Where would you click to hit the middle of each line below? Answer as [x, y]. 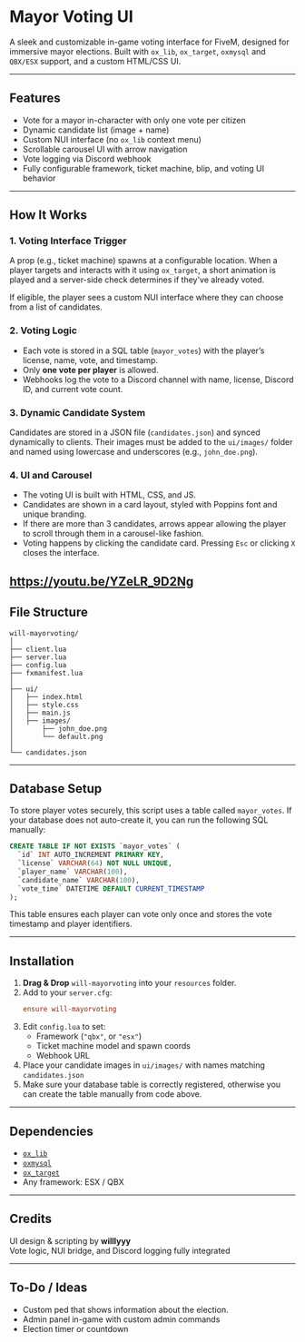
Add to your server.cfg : [67, 992]
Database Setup [56, 789]
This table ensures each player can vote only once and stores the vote [141, 914]
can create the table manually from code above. [112, 1094]
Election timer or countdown [75, 1328]
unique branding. [54, 514]
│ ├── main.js [40, 713]
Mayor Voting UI [71, 17]
